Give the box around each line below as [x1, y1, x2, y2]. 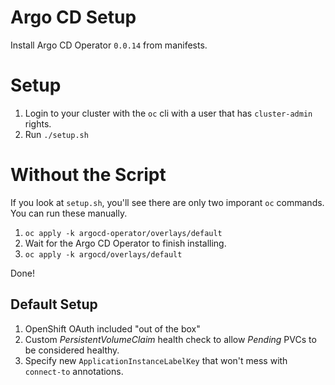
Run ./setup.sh [24, 128, 89, 140]
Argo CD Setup [10, 6, 137, 29]
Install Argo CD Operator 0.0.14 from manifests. [10, 39, 208, 51]
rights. [24, 117, 52, 130]
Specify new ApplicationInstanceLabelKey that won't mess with [24, 354, 288, 366]
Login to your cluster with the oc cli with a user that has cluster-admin [24, 107, 313, 119]
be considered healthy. [24, 344, 120, 356]
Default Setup [10, 296, 98, 313]
